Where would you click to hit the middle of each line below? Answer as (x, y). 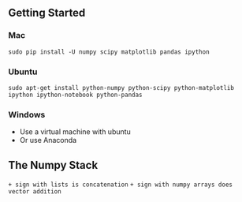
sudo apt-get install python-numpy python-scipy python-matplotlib (121, 88)
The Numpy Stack (53, 165)
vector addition (35, 192)
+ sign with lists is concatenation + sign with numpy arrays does (120, 185)
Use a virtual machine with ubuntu (75, 132)
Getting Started (47, 13)
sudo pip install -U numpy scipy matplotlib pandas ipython (109, 52)
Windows (27, 114)
